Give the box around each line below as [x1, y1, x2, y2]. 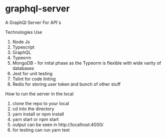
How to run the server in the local [5, 91, 74, 97]
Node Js [12, 38, 30, 45]
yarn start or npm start [12, 116, 59, 122]
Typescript [12, 44, 35, 50]
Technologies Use [5, 29, 42, 35]
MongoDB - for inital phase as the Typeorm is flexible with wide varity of [12, 60, 162, 66]
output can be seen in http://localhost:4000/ [12, 122, 104, 128]
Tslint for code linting [12, 76, 56, 82]
